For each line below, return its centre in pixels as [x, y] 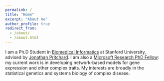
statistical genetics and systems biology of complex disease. [68, 73]
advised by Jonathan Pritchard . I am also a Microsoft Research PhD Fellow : [82, 57]
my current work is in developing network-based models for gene [73, 62]
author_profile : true [28, 24]
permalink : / [19, 10]
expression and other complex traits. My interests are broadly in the [75, 67]
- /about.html [24, 38]
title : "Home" [20, 14]
